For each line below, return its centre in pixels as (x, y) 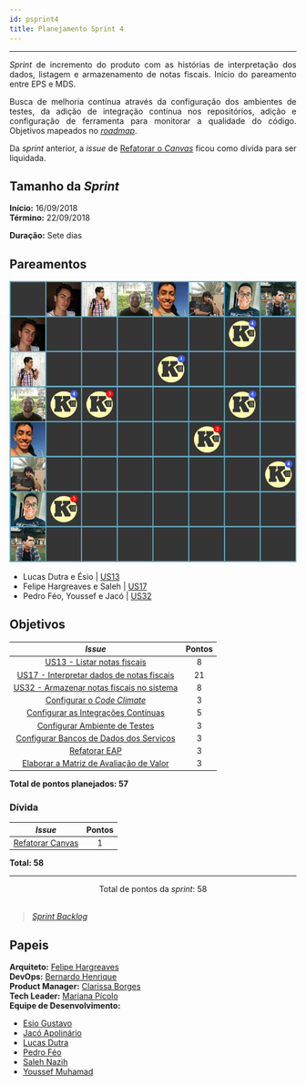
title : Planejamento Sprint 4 (67, 29)
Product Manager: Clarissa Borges (75, 987)
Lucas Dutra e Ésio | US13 (71, 576)
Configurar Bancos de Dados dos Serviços (96, 738)
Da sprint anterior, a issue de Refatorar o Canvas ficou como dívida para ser (153, 148)
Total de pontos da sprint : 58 (153, 889)
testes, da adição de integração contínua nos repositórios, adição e (153, 111)
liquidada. (28, 157)
